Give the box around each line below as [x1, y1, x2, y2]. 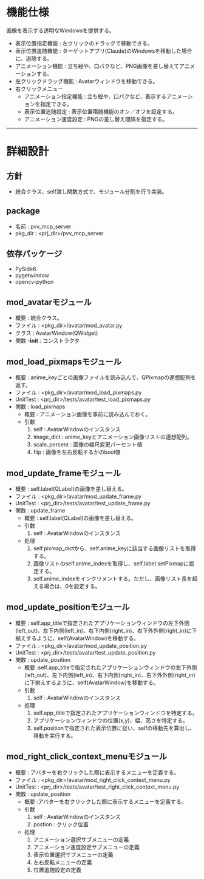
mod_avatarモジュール [6, 297, 92, 307]
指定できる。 [40, 100, 73, 107]
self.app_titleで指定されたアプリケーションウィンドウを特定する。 [33, 709, 198, 716]
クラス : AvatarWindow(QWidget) [15, 329, 98, 337]
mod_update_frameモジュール [6, 468, 121, 478]
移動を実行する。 [33, 732, 76, 739]
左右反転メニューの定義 [33, 858, 92, 866]
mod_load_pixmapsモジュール [6, 356, 121, 367]
